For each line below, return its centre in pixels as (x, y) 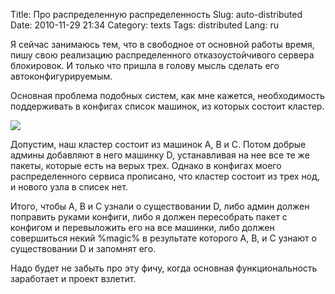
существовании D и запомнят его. (83, 248)
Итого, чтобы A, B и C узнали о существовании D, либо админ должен (160, 206)
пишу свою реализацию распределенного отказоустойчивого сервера (162, 55)
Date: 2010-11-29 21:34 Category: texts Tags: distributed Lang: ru (144, 25)
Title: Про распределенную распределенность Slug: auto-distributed (156, 14)
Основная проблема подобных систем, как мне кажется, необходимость (167, 95)
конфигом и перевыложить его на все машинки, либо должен (142, 227)
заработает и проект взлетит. (73, 278)
